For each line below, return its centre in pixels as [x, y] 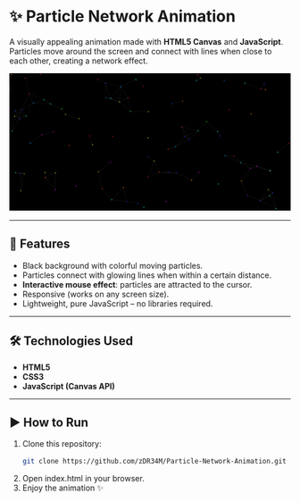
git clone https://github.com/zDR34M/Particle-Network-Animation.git [154, 462]
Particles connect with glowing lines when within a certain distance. [147, 275]
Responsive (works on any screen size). [96, 294]
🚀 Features [40, 244]
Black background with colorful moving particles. [112, 265]
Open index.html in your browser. [83, 479]
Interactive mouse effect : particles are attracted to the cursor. [137, 284]
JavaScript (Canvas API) [68, 386]
